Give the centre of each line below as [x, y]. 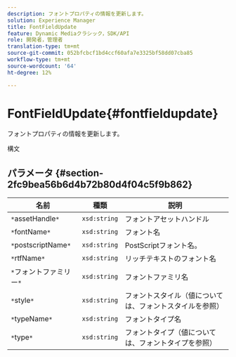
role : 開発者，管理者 [35, 40]
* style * [22, 301]
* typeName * [32, 319]
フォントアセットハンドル [167, 219]
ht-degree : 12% [29, 72]
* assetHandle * [35, 219]
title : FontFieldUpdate [42, 27]
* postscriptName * [41, 245]
